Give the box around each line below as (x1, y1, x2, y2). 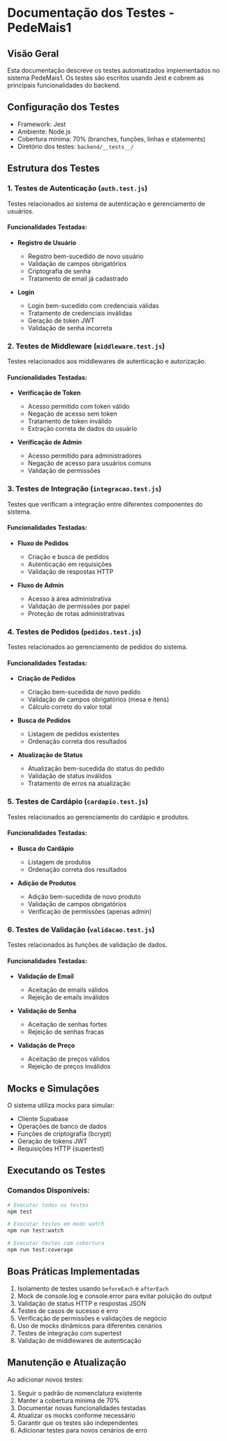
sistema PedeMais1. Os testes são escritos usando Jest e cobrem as (7, 73, 205, 82)
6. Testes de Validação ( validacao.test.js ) (7, 925, 155, 934)
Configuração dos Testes (7, 101, 120, 113)
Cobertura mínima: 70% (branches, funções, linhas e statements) (17, 134, 206, 143)
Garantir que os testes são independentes (17, 1419, 138, 1427)
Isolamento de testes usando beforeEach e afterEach (17, 1284, 169, 1293)
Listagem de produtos (27, 857, 91, 866)
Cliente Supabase (17, 1115, 68, 1123)
